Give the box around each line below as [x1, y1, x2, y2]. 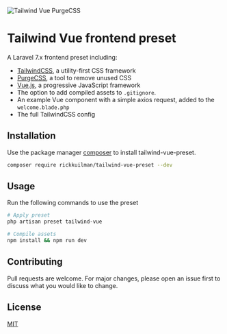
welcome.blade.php [16, 104, 70, 111]
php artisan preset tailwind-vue [7, 218, 103, 226]
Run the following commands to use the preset [7, 199, 139, 207]
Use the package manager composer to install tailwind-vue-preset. [7, 148, 196, 156]
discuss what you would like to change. [7, 281, 118, 289]
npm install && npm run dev [7, 237, 88, 244]
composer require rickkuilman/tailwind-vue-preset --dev [7, 161, 173, 168]
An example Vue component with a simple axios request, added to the [16, 95, 215, 104]
